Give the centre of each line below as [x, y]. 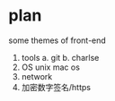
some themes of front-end [57, 40]
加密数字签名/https [56, 87]
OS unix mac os [50, 67]
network [37, 76]
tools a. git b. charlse [60, 57]
